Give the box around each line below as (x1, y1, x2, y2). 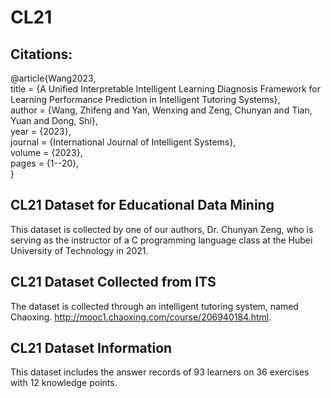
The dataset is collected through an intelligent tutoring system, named (10, 300, 299, 312)
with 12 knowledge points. (10, 377, 118, 389)
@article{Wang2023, (10, 72, 97, 84)
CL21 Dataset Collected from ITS (10, 274, 217, 291)
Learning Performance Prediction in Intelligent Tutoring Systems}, (10, 94, 281, 105)
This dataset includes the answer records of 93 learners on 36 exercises (10, 366, 310, 378)
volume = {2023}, (10, 147, 83, 158)
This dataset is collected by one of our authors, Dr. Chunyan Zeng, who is (10, 223, 314, 235)
